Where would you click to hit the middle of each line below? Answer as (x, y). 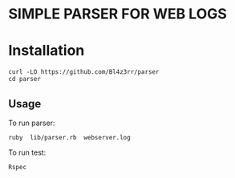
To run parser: (32, 123)
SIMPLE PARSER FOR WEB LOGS (118, 14)
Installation (47, 51)
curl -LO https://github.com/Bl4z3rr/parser (84, 72)
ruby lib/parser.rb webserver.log (69, 137)
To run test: (27, 152)
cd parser (25, 79)
